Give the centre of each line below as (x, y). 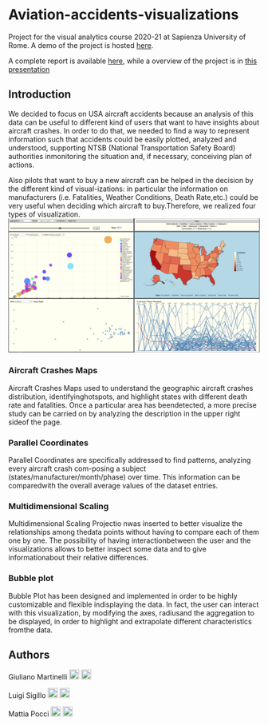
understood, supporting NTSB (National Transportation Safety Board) (122, 147)
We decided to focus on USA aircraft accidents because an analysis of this (131, 114)
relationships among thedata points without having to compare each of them (134, 532)
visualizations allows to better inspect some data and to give (108, 549)
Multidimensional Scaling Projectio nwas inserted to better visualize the (126, 524)
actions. (21, 165)
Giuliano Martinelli (38, 677)
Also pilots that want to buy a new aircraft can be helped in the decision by (131, 180)
